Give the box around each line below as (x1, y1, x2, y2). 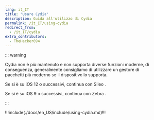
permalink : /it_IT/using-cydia (5, 20, 68, 26)
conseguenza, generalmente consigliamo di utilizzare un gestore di (5, 67, 139, 72)
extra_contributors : (5, 34, 47, 39)
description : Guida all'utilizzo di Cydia (5, 16, 92, 21)
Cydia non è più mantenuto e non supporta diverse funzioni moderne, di (5, 61, 149, 67)
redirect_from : (5, 25, 36, 30)
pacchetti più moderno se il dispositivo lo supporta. (5, 71, 108, 78)
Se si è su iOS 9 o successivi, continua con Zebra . (5, 90, 106, 96)
